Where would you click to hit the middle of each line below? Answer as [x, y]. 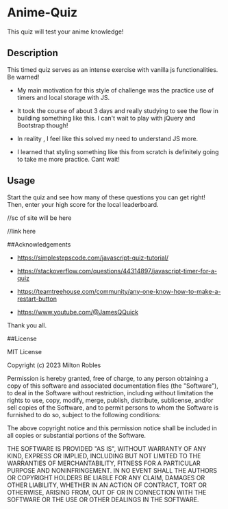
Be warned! [23, 77]
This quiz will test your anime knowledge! [65, 32]
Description [33, 53]
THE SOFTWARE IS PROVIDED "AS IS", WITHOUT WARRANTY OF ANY [107, 448]
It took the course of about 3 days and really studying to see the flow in [118, 110]
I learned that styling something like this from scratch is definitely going [118, 151]
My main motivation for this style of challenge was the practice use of [115, 90]
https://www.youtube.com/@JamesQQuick [78, 312]
